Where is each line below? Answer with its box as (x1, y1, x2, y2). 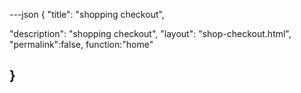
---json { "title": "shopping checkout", (9, 9, 165, 20)
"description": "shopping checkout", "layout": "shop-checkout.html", (9, 28, 292, 39)
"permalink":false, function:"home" (9, 39, 154, 50)
